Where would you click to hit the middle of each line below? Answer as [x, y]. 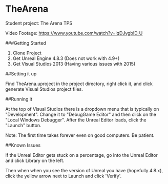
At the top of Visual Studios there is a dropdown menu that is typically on [82, 109]
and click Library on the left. [35, 160]
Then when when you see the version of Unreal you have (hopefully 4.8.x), [84, 170]
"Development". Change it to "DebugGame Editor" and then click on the [81, 114]
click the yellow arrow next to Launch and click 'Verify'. [64, 176]
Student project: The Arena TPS [39, 23]
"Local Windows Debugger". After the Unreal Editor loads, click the [76, 120]
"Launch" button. [24, 125]
